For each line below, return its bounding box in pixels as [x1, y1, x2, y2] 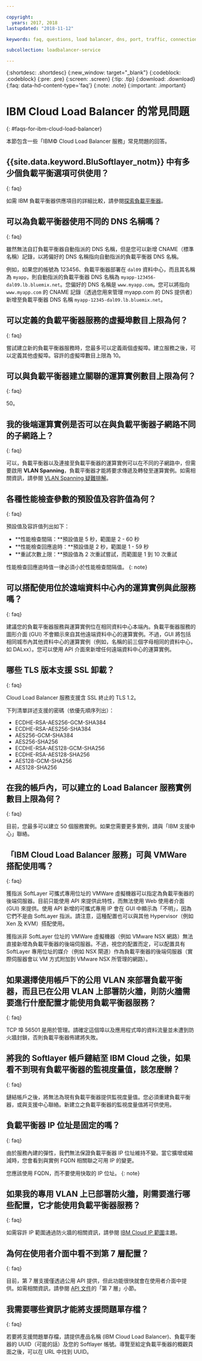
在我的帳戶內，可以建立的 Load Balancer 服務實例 [6, 782, 191, 792]
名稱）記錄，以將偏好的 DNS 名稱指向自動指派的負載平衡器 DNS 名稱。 [6, 253, 182, 260]
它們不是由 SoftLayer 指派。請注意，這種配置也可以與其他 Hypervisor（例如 [6, 913, 194, 920]
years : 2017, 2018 [11, 19, 58, 26]
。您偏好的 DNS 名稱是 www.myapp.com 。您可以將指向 [60, 281, 190, 288]
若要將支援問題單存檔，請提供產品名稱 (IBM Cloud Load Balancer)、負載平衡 [6, 1333, 196, 1340]
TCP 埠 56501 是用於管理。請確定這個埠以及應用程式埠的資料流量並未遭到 [6, 1027, 189, 1033]
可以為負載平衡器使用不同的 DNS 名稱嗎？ [6, 217, 161, 227]
